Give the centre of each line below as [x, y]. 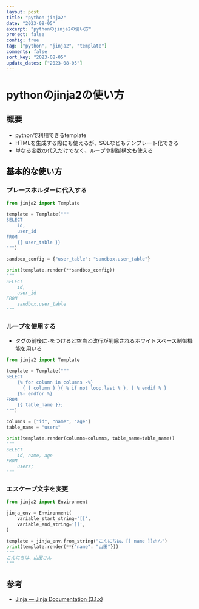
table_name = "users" [34, 428]
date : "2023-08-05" [31, 23]
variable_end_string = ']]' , [51, 524]
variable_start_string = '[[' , [54, 519]
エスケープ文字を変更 [37, 489]
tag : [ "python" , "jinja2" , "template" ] [57, 46]
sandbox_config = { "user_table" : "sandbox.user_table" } [78, 259]
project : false [25, 35]
